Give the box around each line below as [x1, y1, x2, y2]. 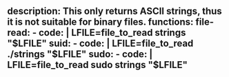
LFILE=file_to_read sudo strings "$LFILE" [7, 59, 188, 71]
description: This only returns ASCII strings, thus [7, 5, 222, 17]
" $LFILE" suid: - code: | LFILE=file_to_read [7, 38, 194, 49]
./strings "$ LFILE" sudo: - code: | [7, 48, 153, 60]
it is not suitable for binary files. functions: [7, 16, 194, 28]
